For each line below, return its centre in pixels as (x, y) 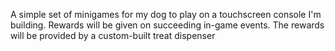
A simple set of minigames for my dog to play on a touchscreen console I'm (166, 14)
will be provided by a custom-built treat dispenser (113, 35)
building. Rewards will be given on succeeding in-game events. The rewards (167, 25)
